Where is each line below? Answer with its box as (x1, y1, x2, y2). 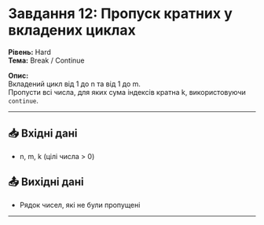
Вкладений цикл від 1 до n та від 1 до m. (8, 79, 141, 89)
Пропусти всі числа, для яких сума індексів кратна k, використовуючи (8, 87, 246, 96)
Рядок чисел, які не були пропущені (19, 200, 141, 209)
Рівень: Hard (8, 47, 51, 56)
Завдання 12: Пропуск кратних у (8, 5, 233, 23)
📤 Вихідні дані (8, 176, 84, 189)
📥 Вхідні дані (8, 127, 78, 140)
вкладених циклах (8, 21, 136, 39)
